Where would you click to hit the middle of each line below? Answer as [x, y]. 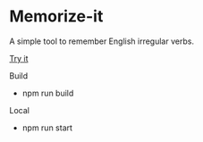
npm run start [47, 128]
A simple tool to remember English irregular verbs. [102, 41]
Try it [19, 58]
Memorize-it [56, 17]
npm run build [48, 93]
